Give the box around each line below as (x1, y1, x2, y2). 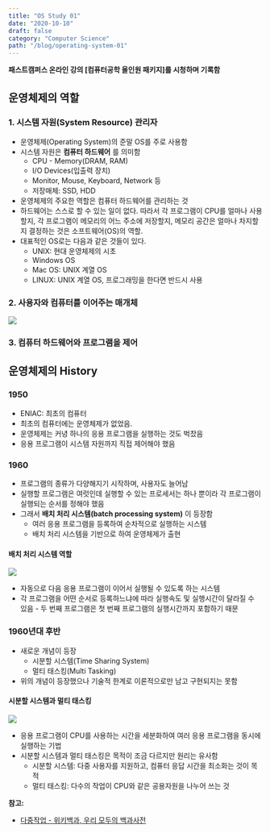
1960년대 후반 (8, 626, 61, 637)
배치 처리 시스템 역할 (8, 549, 73, 559)
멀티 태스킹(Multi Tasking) (31, 666, 117, 676)
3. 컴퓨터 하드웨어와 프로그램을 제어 (8, 337, 139, 348)
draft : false (8, 27, 52, 35)
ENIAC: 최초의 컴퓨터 (19, 408, 87, 418)
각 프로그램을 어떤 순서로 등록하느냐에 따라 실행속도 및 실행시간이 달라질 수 (19, 594, 255, 603)
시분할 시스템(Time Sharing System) (31, 656, 150, 665)
